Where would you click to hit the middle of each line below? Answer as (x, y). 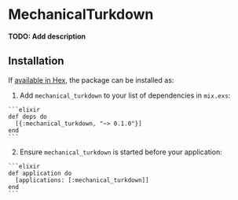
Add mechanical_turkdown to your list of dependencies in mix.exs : (125, 95)
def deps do (27, 117)
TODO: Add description (47, 36)
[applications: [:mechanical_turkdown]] (82, 180)
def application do (40, 173)
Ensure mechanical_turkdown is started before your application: (121, 152)
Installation (36, 61)
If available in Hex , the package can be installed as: (91, 80)
